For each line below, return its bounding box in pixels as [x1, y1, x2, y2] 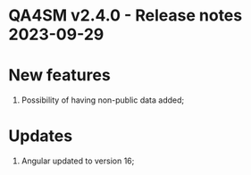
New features [8, 65, 111, 86]
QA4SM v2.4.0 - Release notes [8, 5, 243, 26]
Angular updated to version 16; [21, 155, 135, 166]
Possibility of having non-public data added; [21, 95, 185, 105]
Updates [8, 126, 73, 146]
